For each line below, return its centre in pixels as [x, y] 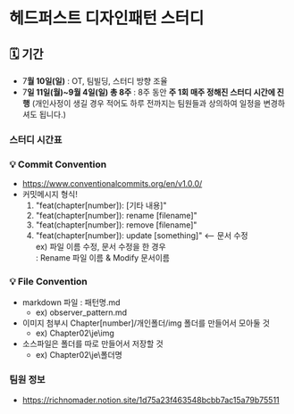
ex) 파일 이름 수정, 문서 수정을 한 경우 [101, 247]
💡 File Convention [48, 282]
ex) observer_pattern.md [81, 312]
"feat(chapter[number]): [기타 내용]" [101, 205]
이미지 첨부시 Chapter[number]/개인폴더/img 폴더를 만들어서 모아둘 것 [146, 323]
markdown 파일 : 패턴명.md [71, 302]
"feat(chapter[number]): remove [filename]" [116, 225]
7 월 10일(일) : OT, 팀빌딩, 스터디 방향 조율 [95, 81]
